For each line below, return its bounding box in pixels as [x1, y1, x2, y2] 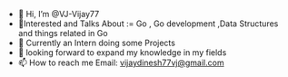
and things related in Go [17, 28, 108, 38]
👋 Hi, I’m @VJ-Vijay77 [17, 9, 100, 19]
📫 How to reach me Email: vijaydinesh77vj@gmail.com [17, 57, 224, 68]
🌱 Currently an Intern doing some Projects [17, 37, 175, 48]
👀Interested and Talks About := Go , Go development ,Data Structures [17, 18, 279, 29]
